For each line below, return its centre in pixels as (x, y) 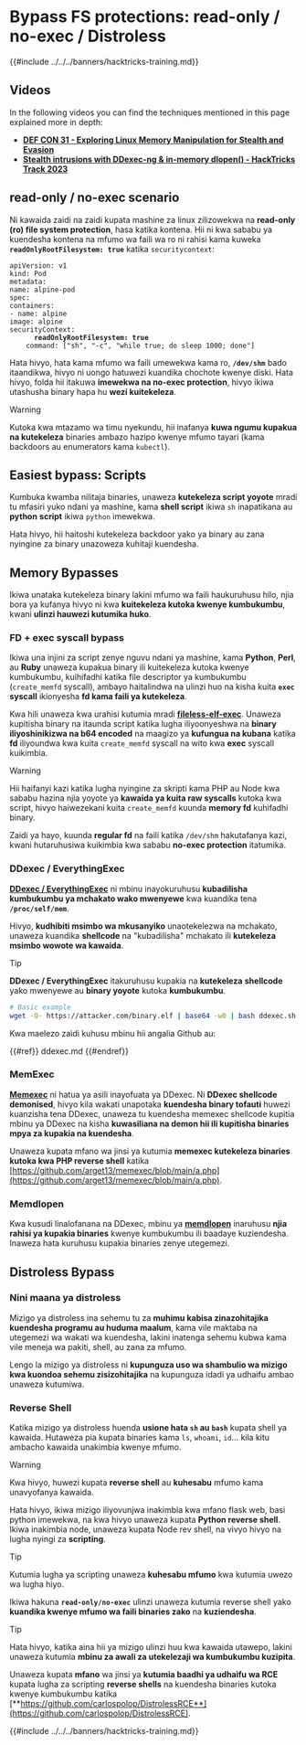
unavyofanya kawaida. (52, 1493)
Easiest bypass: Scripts (78, 475)
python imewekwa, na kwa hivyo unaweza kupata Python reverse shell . (145, 1520)
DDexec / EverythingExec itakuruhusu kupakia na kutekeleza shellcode (146, 981)
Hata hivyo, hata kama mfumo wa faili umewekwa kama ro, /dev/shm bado (148, 362)
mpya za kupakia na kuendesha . (72, 1133)
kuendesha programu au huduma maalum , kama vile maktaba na (134, 1327)
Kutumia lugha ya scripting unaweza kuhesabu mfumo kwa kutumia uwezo (151, 1575)
